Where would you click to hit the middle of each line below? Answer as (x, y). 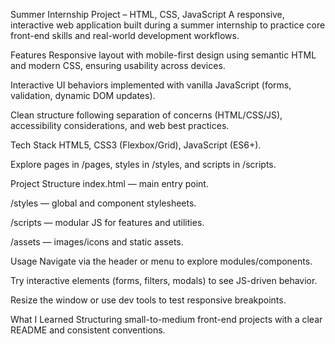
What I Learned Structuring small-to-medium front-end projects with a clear (166, 319)
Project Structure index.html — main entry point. (109, 183)
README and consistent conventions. (88, 330)
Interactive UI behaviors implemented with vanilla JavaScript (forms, (151, 85)
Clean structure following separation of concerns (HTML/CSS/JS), (146, 115)
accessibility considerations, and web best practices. (120, 125)
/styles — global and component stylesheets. (103, 203)
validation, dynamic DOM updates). (83, 95)
